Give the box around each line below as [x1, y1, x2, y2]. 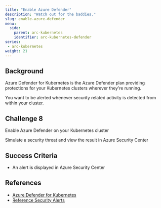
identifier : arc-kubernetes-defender [14, 35, 92, 40]
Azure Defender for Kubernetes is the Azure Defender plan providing [5, 80, 145, 86]
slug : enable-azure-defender [5, 16, 65, 21]
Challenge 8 [5, 114, 43, 123]
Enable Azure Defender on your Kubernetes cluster [5, 127, 109, 133]
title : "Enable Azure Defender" [5, 7, 72, 12]
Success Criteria [5, 151, 58, 160]
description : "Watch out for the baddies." [5, 12, 96, 17]
